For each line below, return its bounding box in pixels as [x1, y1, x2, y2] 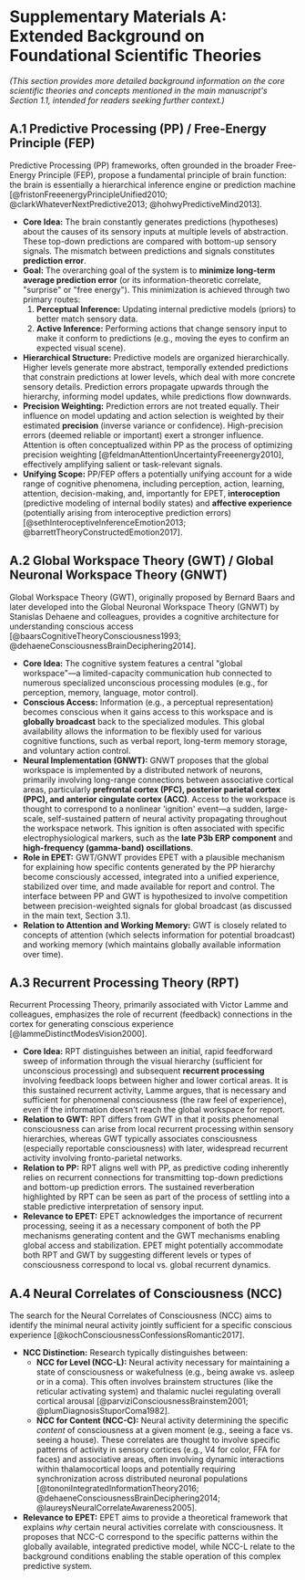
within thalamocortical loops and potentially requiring [36, 1463, 236, 1475]
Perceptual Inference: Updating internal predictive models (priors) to [36, 303, 296, 314]
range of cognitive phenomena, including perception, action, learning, [22, 477, 285, 489]
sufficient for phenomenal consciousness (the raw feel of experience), [22, 1094, 287, 1105]
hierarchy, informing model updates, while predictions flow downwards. [22, 391, 292, 402]
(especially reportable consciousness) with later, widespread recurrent [22, 1143, 289, 1154]
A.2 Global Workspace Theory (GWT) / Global [9, 553, 274, 569]
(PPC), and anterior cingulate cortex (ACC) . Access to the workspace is [22, 793, 296, 804]
